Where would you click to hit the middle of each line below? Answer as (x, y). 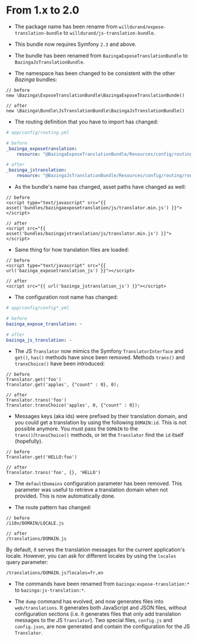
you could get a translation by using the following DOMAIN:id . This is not (100, 423)
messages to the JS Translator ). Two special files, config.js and (94, 620)
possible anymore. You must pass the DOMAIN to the (76, 429)
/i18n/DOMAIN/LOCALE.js (35, 523)
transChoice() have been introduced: (60, 364)
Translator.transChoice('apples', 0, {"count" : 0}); (73, 405)
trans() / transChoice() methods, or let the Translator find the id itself (99, 435)
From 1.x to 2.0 (43, 10)
